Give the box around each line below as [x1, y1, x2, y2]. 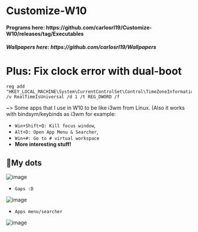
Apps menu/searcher [14, 209, 63, 215]
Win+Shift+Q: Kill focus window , [14, 122, 96, 129]
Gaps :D [14, 186, 34, 192]
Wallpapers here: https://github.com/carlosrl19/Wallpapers [6, 44, 157, 51]
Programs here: [6, 24, 45, 31]
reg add [6, 84, 25, 90]
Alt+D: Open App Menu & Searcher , [14, 128, 98, 135]
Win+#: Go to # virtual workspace [14, 135, 100, 142]
